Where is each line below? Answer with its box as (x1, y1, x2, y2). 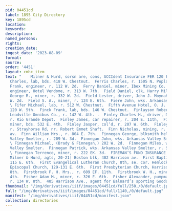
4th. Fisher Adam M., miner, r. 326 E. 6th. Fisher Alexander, (10, 174, 153, 179)
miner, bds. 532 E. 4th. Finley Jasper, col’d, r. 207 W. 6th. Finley (10, 121, 168, 127)
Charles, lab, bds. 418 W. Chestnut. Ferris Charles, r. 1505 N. (10, 79, 155, 84)
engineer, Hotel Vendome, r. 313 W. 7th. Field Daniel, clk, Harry (10, 88, 159, 94)
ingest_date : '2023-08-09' (5, 50, 63, 55)
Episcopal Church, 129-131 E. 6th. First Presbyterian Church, (10, 164, 150, 170)
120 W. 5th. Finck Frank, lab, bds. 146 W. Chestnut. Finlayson (10, 108, 155, 113)
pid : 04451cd (5, 7, 33, 13)
